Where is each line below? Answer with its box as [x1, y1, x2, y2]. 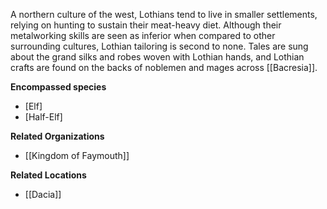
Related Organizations [10, 130, 105, 142]
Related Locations [10, 169, 87, 181]
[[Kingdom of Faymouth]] [24, 150, 130, 161]
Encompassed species [10, 81, 107, 93]
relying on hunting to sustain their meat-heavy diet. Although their [10, 19, 282, 31]
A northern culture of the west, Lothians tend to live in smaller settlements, [10, 9, 318, 20]
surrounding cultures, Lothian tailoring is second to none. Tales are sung [10, 40, 309, 52]
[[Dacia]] [24, 189, 62, 200]
